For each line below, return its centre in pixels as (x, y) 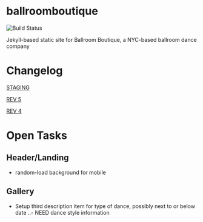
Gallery (20, 191)
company (18, 46)
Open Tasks (37, 136)
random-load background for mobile (60, 172)
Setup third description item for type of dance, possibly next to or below (105, 206)
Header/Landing (38, 158)
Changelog (35, 71)
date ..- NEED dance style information (62, 212)
